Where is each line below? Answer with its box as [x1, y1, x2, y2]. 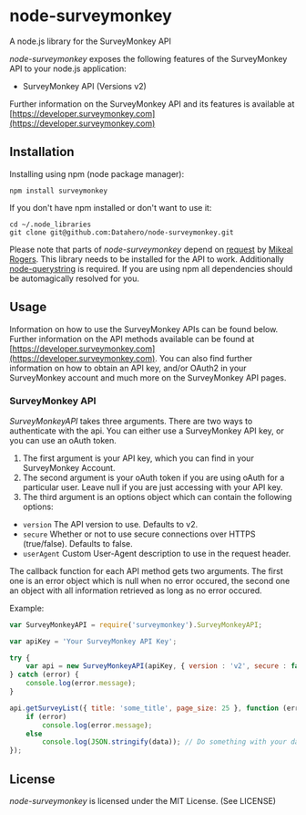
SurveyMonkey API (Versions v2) [22, 80, 148, 91]
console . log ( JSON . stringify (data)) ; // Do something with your [42, 737, 287, 747]
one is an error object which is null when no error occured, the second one [9, 575, 291, 586]
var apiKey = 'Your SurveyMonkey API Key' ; [9, 636, 178, 646]
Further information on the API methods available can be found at [9, 333, 255, 344]
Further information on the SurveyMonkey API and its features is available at [9, 98, 295, 110]
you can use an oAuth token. [9, 434, 117, 445]
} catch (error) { [9, 670, 79, 680]
